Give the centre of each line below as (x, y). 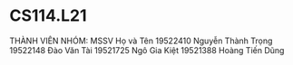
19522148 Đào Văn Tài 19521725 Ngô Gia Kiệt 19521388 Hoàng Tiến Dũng (147, 50)
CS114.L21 (49, 16)
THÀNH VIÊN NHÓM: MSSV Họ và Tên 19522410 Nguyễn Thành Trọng (141, 41)
